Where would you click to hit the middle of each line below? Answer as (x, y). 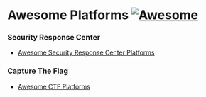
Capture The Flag (38, 71)
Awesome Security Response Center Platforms (86, 52)
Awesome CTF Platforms (54, 86)
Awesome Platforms (68, 15)
